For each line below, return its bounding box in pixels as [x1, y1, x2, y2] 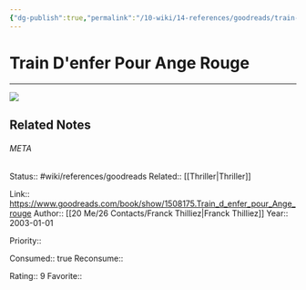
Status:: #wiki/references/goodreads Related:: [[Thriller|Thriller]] [9, 171, 252, 182]
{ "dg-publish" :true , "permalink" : [9, 13, 137, 23]
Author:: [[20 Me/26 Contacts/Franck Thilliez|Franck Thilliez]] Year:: [33, 208, 289, 219]
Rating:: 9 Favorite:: [9, 271, 83, 282]
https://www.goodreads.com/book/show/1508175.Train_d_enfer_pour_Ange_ [9, 198, 296, 210]
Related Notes [9, 117, 91, 132]
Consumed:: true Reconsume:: [9, 253, 124, 264]
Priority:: [9, 235, 42, 246]
